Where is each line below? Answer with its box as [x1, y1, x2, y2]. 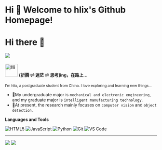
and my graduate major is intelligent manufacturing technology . [12, 97, 143, 103]
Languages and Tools [5, 117, 49, 122]
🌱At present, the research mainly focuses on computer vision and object [12, 102, 157, 108]
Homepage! [5, 15, 53, 26]
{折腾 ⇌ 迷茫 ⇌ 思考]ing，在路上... [18, 72, 88, 78]
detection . [12, 107, 33, 113]
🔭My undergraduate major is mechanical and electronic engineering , [12, 92, 151, 98]
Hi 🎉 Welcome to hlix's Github [5, 4, 126, 15]
